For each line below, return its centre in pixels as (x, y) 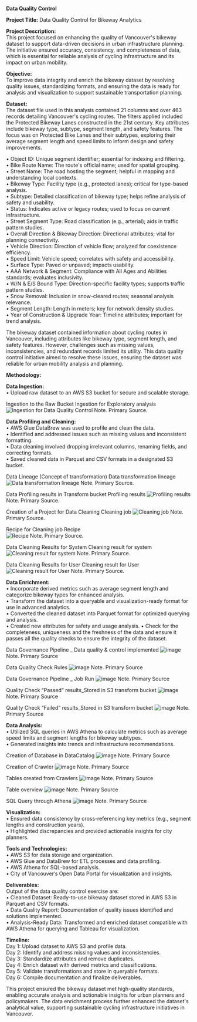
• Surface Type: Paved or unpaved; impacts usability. (70, 265)
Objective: (19, 74)
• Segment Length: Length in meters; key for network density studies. (90, 308)
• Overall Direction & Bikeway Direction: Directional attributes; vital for (90, 234)
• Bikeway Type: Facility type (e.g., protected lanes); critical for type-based (97, 184)
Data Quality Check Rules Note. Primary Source (74, 667)
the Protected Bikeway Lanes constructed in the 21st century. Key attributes (98, 122)
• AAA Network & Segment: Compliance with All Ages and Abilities (86, 271)
